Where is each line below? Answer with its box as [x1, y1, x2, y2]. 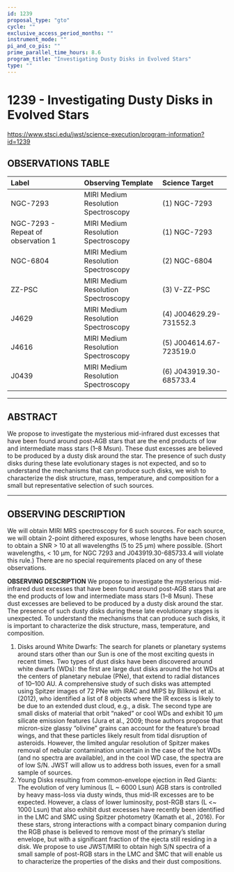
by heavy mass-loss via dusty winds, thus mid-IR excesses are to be [17, 790, 214, 799]
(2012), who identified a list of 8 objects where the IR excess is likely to [17, 694, 221, 703]
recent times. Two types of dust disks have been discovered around [17, 657, 212, 666]
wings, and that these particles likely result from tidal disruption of [17, 731, 208, 740]
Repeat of [10, 227, 43, 237]
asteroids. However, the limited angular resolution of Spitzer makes [17, 739, 210, 747]
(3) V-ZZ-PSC [162, 285, 210, 295]
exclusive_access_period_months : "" [7, 29, 114, 37]
